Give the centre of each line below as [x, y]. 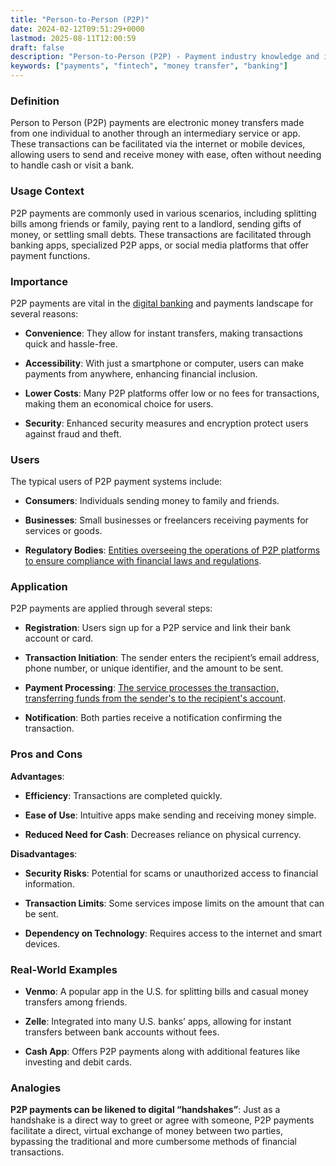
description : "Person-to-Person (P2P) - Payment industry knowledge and [165, 57]
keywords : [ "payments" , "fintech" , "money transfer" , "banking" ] [149, 66]
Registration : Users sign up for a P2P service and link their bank [157, 628]
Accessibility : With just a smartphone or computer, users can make [164, 363]
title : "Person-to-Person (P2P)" [80, 19]
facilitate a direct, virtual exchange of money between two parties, [146, 1131]
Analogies [36, 1088]
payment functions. [50, 255]
